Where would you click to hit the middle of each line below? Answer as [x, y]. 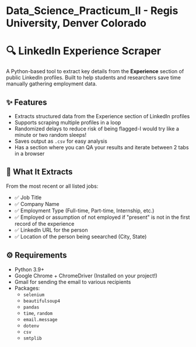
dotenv [31, 326]
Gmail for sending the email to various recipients [73, 281]
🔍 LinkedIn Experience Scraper [84, 51]
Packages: [27, 288]
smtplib [32, 338]
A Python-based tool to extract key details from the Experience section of [95, 71]
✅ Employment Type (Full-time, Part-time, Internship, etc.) [84, 210]
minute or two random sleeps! [50, 135]
